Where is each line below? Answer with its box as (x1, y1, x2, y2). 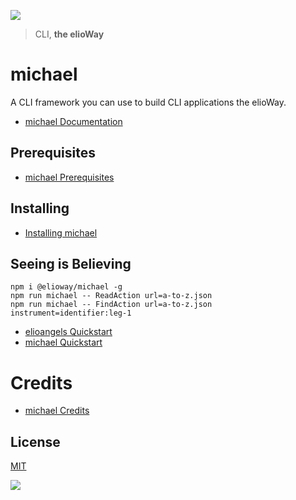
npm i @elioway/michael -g (10, 282, 123, 292)
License (10, 433, 61, 450)
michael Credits (24, 405, 90, 417)
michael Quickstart (24, 336, 103, 349)
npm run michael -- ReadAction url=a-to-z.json (10, 291, 213, 301)
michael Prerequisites (24, 171, 115, 183)
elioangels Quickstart (24, 326, 113, 338)
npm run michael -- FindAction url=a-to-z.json (10, 300, 213, 310)
